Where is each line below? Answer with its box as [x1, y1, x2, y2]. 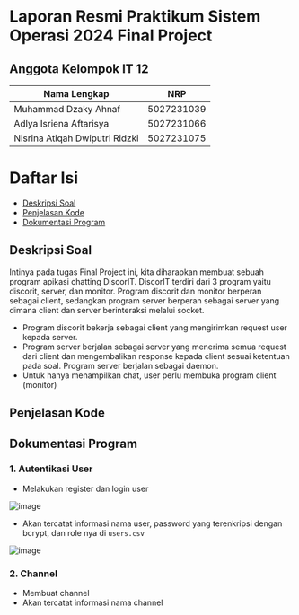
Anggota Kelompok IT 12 [9, 61, 150, 76]
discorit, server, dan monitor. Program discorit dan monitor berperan [9, 286, 262, 296]
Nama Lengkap [43, 88, 110, 100]
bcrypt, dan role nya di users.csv [22, 527, 145, 538]
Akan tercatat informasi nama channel [22, 597, 163, 608]
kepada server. [22, 331, 78, 342]
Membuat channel [22, 588, 90, 599]
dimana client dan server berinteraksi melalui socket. [9, 304, 205, 315]
